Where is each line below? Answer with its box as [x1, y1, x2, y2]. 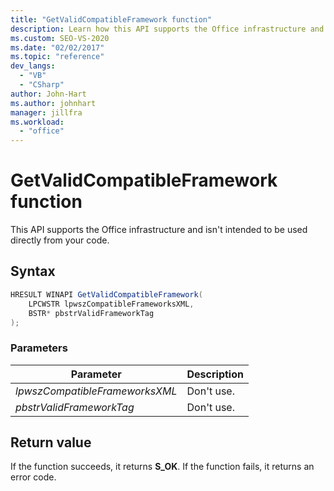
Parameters [10, 341, 68, 355]
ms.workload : [10, 117, 65, 127]
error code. [10, 471, 57, 483]
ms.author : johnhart [10, 98, 97, 108]
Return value [10, 434, 92, 451]
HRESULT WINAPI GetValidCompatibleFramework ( [10, 289, 203, 300]
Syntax [10, 263, 56, 280]
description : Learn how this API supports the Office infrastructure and [10, 24, 325, 34]
